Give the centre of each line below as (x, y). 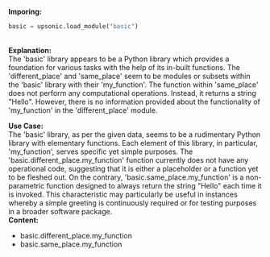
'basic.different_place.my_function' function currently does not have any (129, 160)
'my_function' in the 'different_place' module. (83, 110)
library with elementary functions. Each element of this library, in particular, (133, 143)
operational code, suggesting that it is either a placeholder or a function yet (133, 168)
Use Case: (26, 126)
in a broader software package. (60, 211)
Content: (23, 220)
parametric (27, 185)
